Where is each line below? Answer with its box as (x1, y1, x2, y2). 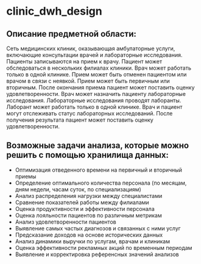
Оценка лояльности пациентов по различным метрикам (15, 211, 163, 219)
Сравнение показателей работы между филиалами (15, 199, 149, 206)
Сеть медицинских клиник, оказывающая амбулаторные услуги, (6, 45, 175, 52)
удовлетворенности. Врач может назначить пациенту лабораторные (6, 90, 186, 97)
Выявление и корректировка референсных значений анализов (15, 251, 179, 258)
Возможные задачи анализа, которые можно (6, 141, 189, 151)
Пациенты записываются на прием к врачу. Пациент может (6, 58, 163, 65)
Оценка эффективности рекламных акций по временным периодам (15, 244, 192, 251)
